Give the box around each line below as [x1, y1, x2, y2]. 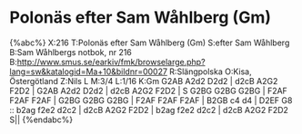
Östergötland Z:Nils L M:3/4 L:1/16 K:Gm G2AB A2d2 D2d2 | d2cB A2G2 [9, 75, 278, 86]
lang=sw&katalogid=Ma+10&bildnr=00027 [9, 66, 168, 77]
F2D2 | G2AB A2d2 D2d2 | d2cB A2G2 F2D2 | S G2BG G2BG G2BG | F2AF [9, 85, 288, 96]
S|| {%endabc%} [9, 114, 74, 125]
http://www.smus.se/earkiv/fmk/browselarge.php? [16, 56, 206, 67]
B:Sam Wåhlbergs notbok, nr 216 [9, 46, 132, 57]
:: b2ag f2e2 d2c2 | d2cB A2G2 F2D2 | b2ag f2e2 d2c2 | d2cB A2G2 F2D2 [9, 104, 289, 115]
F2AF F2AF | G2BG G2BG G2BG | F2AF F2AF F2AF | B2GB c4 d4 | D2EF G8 [9, 94, 293, 106]
